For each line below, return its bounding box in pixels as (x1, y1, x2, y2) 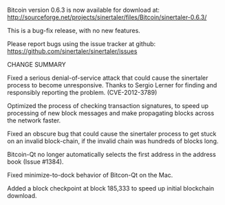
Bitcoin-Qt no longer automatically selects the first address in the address (7, 151, 217, 158)
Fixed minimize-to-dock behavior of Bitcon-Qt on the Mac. (7, 171, 173, 179)
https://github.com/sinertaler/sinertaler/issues (7, 47, 138, 55)
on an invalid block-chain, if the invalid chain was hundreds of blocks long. (7, 137, 219, 145)
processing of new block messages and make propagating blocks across (7, 109, 215, 117)
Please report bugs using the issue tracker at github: (7, 40, 156, 47)
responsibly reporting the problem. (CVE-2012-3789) (7, 89, 158, 96)
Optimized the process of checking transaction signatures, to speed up (7, 102, 208, 109)
